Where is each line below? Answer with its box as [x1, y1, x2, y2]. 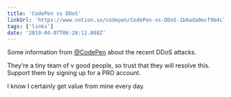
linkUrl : [7, 17, 32, 23]
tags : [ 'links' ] [7, 23, 54, 30]
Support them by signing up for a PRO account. [7, 69, 141, 77]
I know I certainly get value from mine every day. [7, 82, 145, 90]
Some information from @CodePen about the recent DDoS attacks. [7, 48, 197, 56]
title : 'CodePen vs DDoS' [7, 10, 81, 17]
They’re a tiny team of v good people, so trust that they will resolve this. [7, 61, 210, 69]
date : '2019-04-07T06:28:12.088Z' [7, 29, 107, 36]
